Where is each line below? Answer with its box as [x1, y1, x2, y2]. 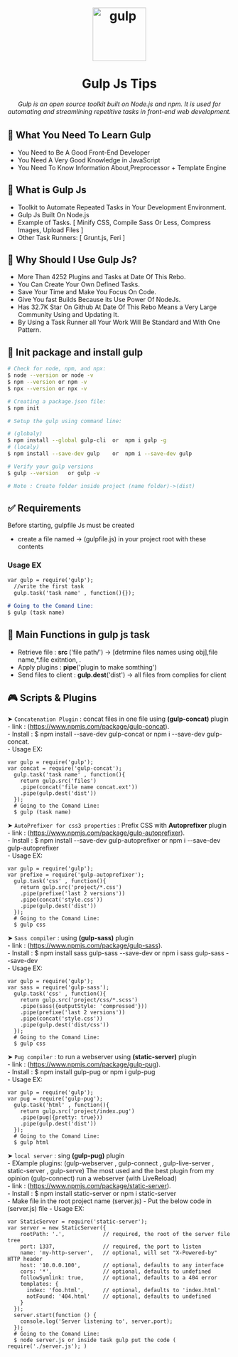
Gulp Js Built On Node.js [17, 210, 90, 219]
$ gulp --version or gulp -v [7, 469, 100, 477]
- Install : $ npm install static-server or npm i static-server [7, 1189, 176, 1197]
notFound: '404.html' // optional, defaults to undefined [26, 1293, 212, 1300]
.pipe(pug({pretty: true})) [20, 1113, 103, 1121]
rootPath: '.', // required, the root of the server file [20, 1230, 231, 1237]
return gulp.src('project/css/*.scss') [20, 996, 139, 1004]
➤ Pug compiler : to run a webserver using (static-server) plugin [7, 1052, 197, 1061]
